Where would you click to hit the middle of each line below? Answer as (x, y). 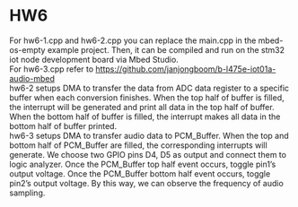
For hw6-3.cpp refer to (52, 69)
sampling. (27, 193)
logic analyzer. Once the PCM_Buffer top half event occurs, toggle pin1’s (143, 164)
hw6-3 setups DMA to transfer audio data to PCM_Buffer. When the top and (149, 135)
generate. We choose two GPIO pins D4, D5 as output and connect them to (148, 154)
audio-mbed (32, 78)
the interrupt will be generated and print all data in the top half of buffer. (142, 107)
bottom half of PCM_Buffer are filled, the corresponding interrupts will (138, 145)
